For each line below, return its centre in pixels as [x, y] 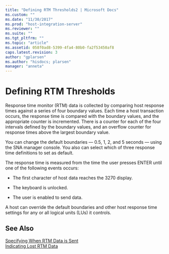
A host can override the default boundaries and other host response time [81, 207]
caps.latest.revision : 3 [31, 52]
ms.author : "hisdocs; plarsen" [38, 62]
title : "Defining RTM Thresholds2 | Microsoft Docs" [62, 10]
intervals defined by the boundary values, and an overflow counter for [78, 127]
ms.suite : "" [19, 33]
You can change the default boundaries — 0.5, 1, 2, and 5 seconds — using [83, 142]
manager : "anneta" [25, 66]
